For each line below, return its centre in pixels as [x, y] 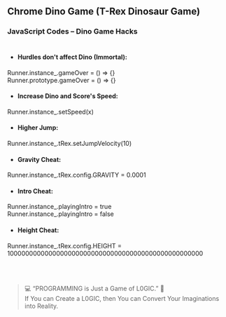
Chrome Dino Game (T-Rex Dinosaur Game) [104, 12]
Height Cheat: [38, 230]
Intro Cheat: [35, 191]
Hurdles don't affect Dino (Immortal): [72, 57]
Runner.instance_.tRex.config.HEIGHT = [65, 245]
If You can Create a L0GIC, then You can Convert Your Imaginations [122, 298]
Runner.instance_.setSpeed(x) [51, 112]
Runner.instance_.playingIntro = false [61, 214]
